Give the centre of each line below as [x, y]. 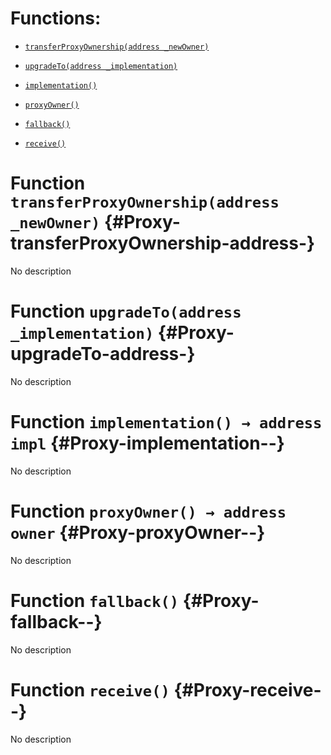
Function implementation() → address [166, 422]
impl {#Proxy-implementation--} [147, 443]
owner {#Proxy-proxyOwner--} [138, 532]
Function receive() [90, 689]
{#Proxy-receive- [247, 689]
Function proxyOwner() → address [148, 511]
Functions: [56, 18]
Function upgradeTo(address [126, 311]
